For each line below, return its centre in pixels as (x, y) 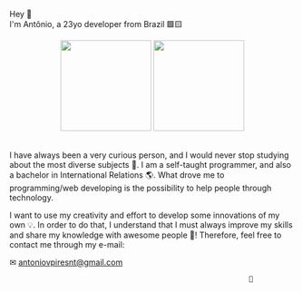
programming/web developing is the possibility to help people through (141, 188)
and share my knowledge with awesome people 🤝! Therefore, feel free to (146, 235)
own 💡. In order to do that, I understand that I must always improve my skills (151, 225)
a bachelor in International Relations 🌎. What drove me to (117, 175)
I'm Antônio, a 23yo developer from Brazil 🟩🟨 (96, 24)
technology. (32, 198)
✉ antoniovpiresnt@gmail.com (66, 262)
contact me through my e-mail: (67, 244)
